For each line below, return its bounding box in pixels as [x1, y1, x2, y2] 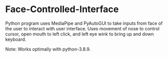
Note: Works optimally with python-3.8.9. [5, 46, 91, 52]
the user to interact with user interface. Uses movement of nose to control [5, 25, 160, 31]
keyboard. [5, 36, 26, 42]
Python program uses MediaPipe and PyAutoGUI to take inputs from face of [5, 20, 163, 26]
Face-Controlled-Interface [5, 4, 119, 15]
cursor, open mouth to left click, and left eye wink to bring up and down [5, 31, 154, 37]
